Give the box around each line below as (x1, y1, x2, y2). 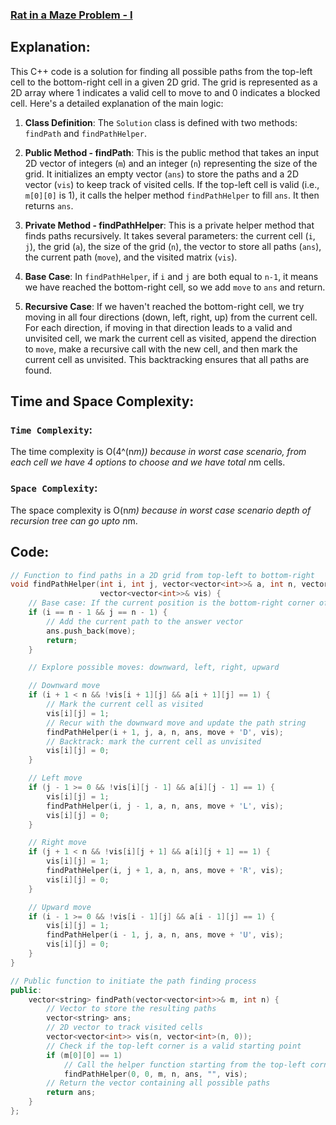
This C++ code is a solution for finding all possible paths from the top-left (10, 65, 313, 77)
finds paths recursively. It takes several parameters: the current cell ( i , (24, 229, 316, 242)
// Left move (28, 773, 83, 783)
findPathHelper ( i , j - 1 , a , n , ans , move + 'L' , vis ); (46, 801, 284, 811)
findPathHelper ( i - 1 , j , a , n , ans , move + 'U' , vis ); (46, 930, 284, 940)
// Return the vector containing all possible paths (46, 1078, 271, 1088)
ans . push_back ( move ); (46, 626, 137, 636)
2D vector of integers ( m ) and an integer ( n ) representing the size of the (24, 157, 318, 169)
